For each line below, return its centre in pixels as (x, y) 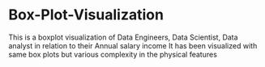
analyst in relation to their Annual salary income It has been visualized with (133, 45)
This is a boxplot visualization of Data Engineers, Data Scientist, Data (123, 37)
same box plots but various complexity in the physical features (113, 54)
